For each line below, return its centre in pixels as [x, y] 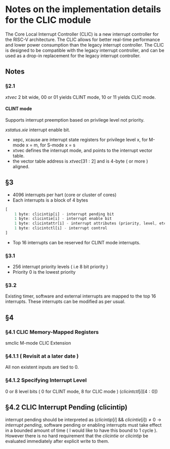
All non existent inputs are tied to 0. [42, 367]
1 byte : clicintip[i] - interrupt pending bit [64, 214]
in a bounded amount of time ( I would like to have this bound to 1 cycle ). [81, 430]
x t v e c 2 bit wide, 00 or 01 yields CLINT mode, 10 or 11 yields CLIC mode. [80, 97]
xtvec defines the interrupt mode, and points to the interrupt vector [82, 150]
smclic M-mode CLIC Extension [38, 343]
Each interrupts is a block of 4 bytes [50, 200]
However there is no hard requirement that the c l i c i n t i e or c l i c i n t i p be [77, 436]
